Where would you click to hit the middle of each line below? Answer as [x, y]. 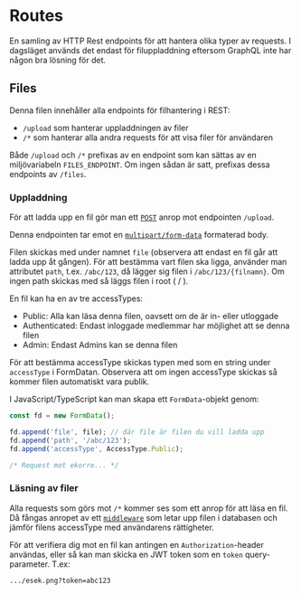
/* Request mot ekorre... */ [64, 465]
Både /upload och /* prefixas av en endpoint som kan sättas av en [133, 155]
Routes [36, 16]
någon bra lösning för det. [58, 60]
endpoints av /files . [48, 174]
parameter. [30, 564]
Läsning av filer [44, 488]
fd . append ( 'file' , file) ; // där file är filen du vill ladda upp [137, 432]
